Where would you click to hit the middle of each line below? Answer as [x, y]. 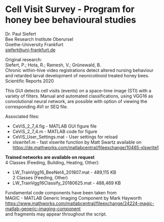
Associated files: [22, 116]
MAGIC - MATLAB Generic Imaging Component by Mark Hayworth [73, 198]
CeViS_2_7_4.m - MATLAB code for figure [55, 131]
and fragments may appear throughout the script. [56, 214]
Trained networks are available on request [50, 157]
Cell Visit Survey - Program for [70, 9]
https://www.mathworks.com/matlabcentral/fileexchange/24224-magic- [80, 203]
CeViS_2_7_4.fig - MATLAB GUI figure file [54, 126]
